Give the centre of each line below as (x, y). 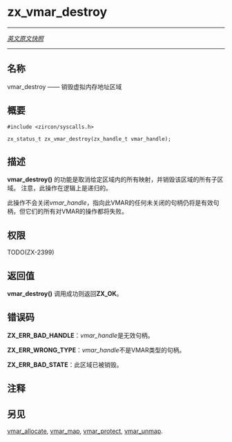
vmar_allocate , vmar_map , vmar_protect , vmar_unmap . (85, 431)
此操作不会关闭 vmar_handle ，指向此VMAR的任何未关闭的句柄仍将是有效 (110, 203)
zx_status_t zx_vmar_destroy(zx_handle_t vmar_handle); (89, 139)
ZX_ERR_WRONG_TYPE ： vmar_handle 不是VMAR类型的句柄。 (96, 350)
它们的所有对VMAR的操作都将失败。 (76, 212)
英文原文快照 (25, 38)
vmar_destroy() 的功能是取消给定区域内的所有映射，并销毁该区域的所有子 (112, 179)
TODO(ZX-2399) (31, 252)
